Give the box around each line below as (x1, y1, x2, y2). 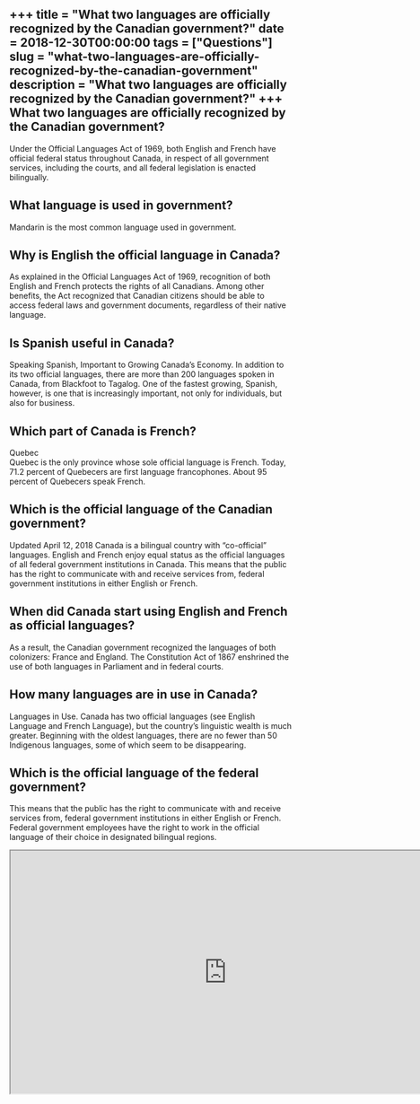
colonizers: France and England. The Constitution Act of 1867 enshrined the (9, 651, 290, 662)
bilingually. (9, 171, 49, 182)
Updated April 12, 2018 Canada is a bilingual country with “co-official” (9, 539, 267, 550)
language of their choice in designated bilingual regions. (9, 832, 217, 843)
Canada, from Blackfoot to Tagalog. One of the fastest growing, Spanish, (9, 379, 278, 390)
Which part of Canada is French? (9, 424, 197, 439)
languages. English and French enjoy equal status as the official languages (9, 549, 285, 560)
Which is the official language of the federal (9, 765, 259, 780)
